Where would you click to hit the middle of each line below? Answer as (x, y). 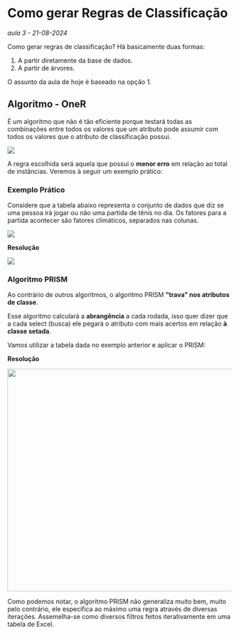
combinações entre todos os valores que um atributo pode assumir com (113, 129)
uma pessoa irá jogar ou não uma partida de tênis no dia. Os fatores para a (117, 213)
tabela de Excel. (31, 624)
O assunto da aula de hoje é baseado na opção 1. (79, 82)
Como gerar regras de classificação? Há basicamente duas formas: (106, 46)
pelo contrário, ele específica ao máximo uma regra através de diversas (112, 609)
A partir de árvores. (46, 68)
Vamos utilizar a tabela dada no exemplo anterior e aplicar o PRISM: (107, 345)
